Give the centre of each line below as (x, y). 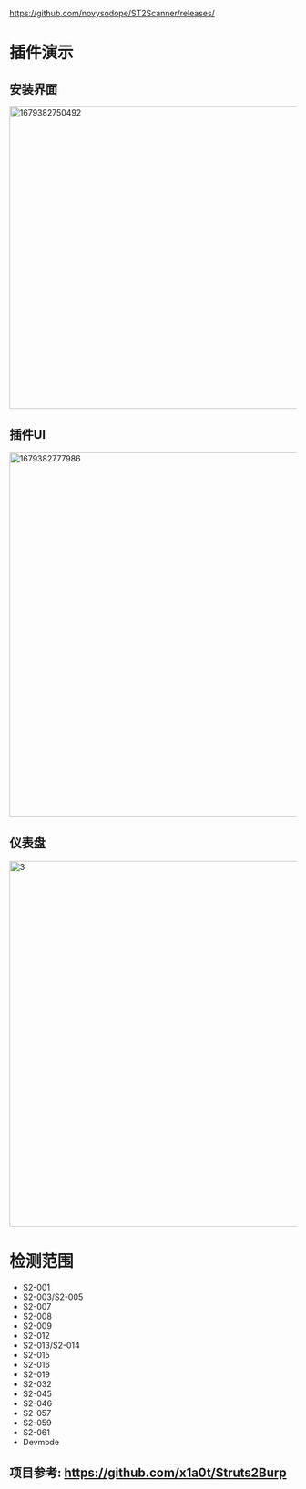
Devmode (41, 1442)
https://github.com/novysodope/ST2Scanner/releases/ (112, 13)
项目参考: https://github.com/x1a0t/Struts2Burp (148, 1472)
